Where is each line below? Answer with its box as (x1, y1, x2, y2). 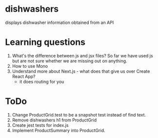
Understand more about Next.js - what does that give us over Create (12, 68, 150, 74)
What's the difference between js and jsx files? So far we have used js (12, 53, 153, 59)
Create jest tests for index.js (12, 122, 69, 128)
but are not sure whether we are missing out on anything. (12, 58, 128, 64)
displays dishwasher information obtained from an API (5, 20, 114, 25)
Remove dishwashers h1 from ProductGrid (12, 117, 97, 123)
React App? (12, 73, 36, 79)
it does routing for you (19, 79, 64, 84)
